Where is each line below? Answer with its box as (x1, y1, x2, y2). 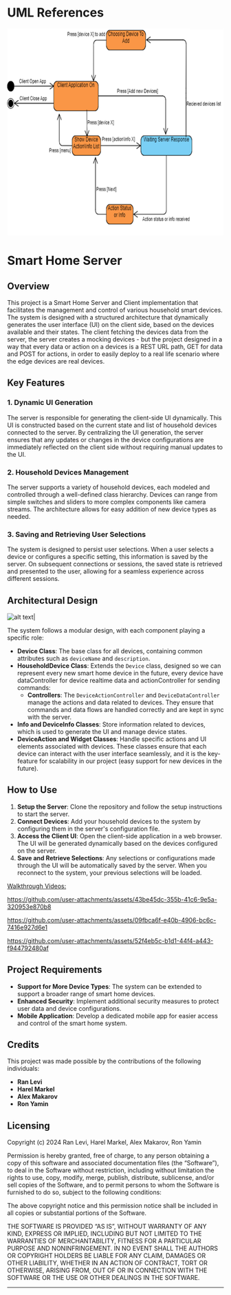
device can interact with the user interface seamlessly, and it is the (16, 750, 207, 758)
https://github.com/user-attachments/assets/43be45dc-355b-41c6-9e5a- (7, 895, 218, 903)
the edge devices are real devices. (7, 357, 105, 365)
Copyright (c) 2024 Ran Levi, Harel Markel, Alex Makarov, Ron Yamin (7, 1138, 201, 1147)
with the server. (27, 713, 72, 722)
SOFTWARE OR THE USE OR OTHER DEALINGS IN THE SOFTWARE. (7, 1274, 200, 1282)
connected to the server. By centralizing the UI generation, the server (7, 428, 203, 436)
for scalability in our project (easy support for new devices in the (38, 757, 222, 765)
